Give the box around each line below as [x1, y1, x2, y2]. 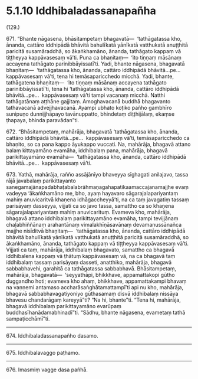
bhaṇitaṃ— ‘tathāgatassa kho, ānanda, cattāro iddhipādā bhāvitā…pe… [6, 66, 181, 73]
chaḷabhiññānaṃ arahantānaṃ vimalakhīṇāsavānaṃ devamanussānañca [6, 221, 182, 228]
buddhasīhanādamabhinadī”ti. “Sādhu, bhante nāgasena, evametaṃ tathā [6, 309, 186, 316]
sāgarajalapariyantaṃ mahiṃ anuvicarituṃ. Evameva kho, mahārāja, [6, 208, 171, 215]
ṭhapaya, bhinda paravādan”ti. [6, 116, 80, 123]
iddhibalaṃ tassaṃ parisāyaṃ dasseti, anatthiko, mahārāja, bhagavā [6, 259, 172, 266]
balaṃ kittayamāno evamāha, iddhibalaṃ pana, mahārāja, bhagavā [6, 146, 168, 154]
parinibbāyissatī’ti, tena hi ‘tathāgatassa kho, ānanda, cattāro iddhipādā [6, 85, 179, 92]
